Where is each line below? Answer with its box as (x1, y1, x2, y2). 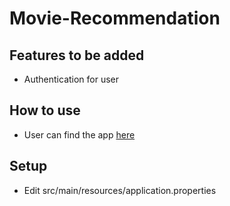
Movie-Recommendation (9, 7, 221, 30)
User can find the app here (23, 128, 136, 141)
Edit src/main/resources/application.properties (23, 184, 217, 196)
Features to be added (9, 47, 145, 64)
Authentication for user (23, 73, 120, 85)
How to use (9, 102, 81, 119)
